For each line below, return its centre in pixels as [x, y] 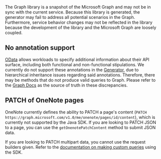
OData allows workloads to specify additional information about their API [77, 59]
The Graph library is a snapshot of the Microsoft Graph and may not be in [78, 7]
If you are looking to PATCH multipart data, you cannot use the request [75, 142]
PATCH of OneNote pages [44, 100]
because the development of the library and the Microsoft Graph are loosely [80, 28]
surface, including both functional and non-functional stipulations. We [74, 64]
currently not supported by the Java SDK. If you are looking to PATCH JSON [80, 122]
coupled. [14, 33]
